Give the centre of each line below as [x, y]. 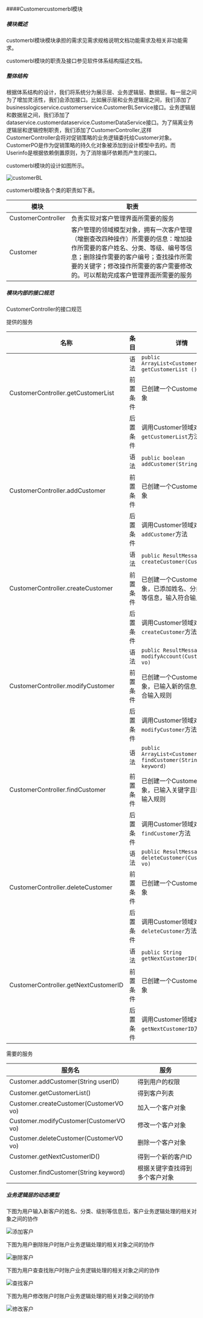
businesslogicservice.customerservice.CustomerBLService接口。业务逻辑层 [101, 107]
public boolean [163, 458]
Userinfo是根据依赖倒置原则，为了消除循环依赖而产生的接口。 [83, 153]
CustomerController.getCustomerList [62, 392]
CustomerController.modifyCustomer [62, 686]
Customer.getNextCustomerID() [55, 1156]
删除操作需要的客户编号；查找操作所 [135, 257]
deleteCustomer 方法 [169, 930]
